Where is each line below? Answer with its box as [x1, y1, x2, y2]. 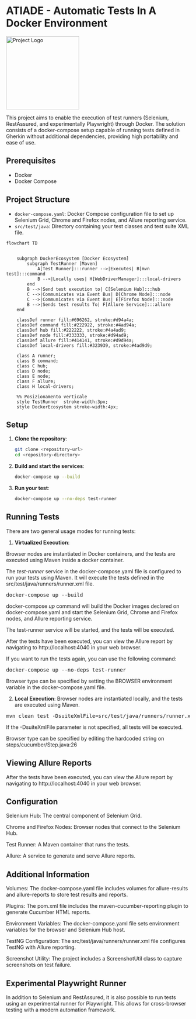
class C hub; [16, 363, 48, 369]
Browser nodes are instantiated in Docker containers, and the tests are [6, 550, 176, 557]
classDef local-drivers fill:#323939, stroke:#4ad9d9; [16, 342, 153, 349]
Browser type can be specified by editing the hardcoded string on [6, 735, 164, 742]
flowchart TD [6, 240, 38, 246]
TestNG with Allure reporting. [6, 944, 76, 951]
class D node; [16, 368, 51, 374]
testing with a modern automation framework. [6, 1006, 116, 1013]
